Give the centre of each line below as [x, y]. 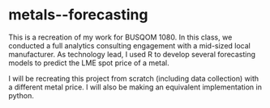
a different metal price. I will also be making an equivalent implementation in [135, 87]
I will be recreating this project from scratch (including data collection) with [134, 78]
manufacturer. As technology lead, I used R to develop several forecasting [132, 54]
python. [21, 95]
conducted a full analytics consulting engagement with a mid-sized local [130, 45]
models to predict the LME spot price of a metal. [89, 63]
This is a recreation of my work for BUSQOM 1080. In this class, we [120, 37]
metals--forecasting [78, 15]
